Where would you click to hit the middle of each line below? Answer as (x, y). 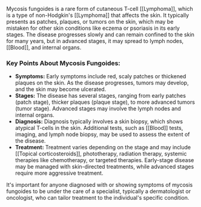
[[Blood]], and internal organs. (44, 47)
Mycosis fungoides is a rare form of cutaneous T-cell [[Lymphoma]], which (100, 9)
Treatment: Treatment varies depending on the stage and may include (103, 148)
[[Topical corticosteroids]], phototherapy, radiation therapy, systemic (101, 154)
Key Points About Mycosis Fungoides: (64, 63)
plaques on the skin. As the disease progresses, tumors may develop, (102, 83)
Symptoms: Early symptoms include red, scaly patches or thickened (100, 76)
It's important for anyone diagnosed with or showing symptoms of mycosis (100, 185)
